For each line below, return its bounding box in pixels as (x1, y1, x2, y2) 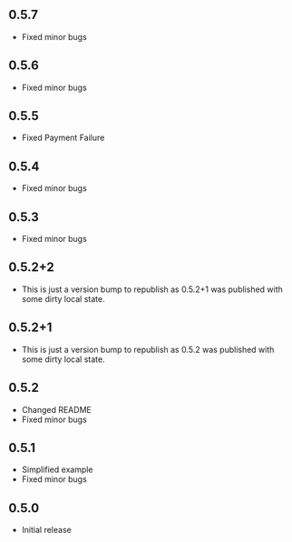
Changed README (21, 404, 92, 415)
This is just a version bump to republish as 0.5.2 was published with (21, 344, 275, 355)
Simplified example (21, 464, 93, 476)
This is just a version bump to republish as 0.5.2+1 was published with (21, 284, 283, 295)
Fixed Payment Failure (21, 132, 105, 144)
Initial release (21, 525, 72, 536)
